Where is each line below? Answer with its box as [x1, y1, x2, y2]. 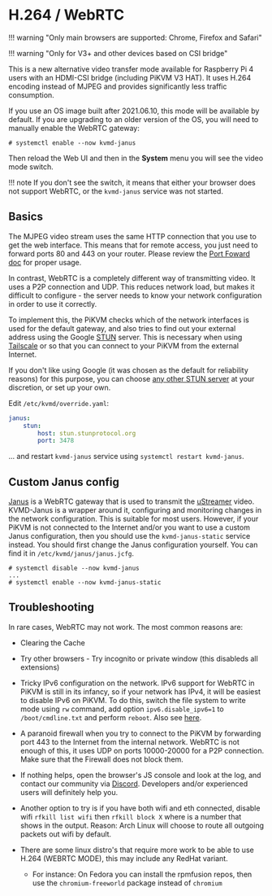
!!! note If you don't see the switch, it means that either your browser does [8, 177, 256, 187]
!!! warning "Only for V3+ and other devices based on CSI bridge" [8, 48, 228, 58]
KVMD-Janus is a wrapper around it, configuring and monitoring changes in [8, 505, 262, 515]
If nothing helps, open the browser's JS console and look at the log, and [19, 770, 261, 780]
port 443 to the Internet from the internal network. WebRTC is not [19, 736, 240, 746]
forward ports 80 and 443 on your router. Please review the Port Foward [8, 248, 250, 258]
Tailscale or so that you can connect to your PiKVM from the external [8, 340, 240, 351]
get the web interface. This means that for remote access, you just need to [8, 240, 258, 250]
